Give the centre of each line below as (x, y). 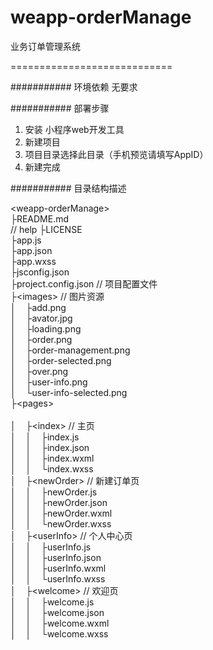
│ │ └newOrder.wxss (61, 523)
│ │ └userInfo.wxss (58, 578)
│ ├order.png (41, 339)
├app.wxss (33, 261)
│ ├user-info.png (49, 382)
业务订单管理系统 (45, 46)
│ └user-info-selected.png (69, 392)
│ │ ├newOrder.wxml (61, 513)
